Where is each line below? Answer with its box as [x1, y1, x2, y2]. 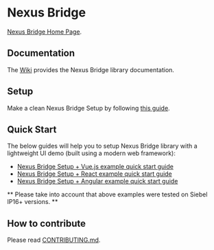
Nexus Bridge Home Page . [7, 27, 82, 36]
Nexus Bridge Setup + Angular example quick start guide [16, 177, 178, 185]
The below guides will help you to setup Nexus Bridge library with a [7, 142, 198, 150]
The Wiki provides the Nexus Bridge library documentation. [7, 65, 175, 73]
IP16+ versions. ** [7, 198, 58, 206]
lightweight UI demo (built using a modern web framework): [7, 149, 176, 157]
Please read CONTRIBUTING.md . [7, 236, 101, 245]
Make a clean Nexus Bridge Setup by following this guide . [7, 104, 170, 112]
